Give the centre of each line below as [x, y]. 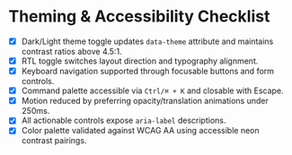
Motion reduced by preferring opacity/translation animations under [145, 101]
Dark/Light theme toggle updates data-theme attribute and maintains [147, 41]
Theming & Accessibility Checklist [139, 17]
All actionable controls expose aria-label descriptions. [124, 121]
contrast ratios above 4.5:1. [71, 52]
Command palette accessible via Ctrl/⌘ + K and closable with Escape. [152, 90]
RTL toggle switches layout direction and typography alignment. [140, 61]
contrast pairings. [54, 141]
